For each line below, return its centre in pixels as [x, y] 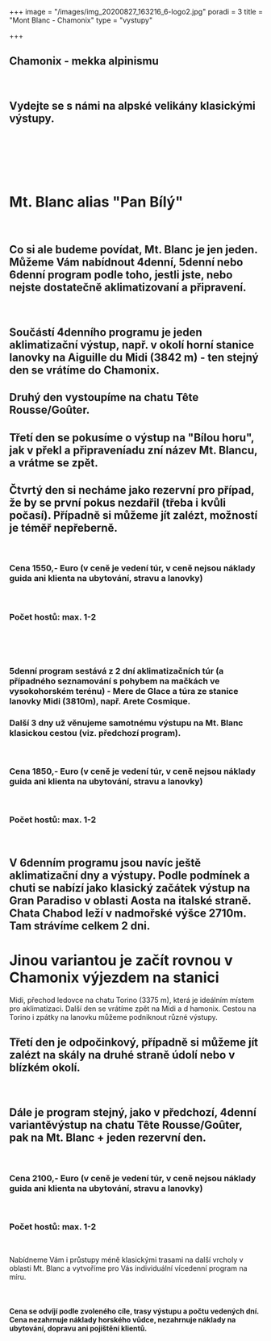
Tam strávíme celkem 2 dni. [80, 926]
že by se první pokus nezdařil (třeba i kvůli [118, 502]
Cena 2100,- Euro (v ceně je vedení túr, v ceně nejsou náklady [133, 1178]
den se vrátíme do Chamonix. [85, 370]
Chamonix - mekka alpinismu [84, 61]
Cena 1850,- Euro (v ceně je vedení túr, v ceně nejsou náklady [133, 771]
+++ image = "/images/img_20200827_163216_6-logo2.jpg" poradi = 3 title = [136, 12]
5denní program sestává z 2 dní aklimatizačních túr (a [117, 670]
